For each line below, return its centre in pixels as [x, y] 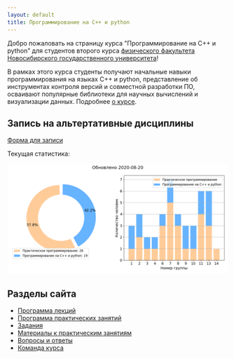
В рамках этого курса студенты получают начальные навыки [99, 72]
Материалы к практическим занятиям [74, 333]
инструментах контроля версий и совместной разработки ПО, [101, 86]
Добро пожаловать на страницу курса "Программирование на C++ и [112, 43]
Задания [30, 325]
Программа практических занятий [69, 318]
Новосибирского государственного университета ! [83, 58]
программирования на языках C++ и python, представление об [103, 79]
